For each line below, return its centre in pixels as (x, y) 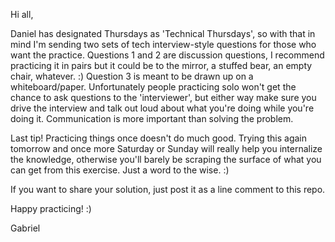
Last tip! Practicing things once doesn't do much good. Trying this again (159, 138)
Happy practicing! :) (51, 208)
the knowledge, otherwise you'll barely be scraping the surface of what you (166, 159)
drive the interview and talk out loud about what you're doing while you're (162, 108)
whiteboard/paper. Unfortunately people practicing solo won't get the (153, 87)
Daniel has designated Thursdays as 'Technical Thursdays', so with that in (163, 33)
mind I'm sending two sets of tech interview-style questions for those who (163, 44)
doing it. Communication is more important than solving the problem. (152, 118)
